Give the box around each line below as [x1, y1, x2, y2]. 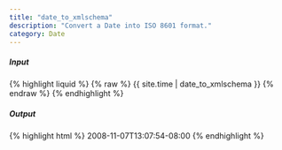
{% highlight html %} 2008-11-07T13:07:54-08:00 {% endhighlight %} [9, 131, 264, 141]
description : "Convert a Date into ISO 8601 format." [9, 21, 213, 30]
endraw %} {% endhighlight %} [9, 88, 124, 99]
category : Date [9, 29, 66, 38]
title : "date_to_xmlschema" [9, 12, 114, 22]
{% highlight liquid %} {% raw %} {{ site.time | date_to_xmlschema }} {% [9, 79, 275, 89]
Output [9, 108, 36, 119]
